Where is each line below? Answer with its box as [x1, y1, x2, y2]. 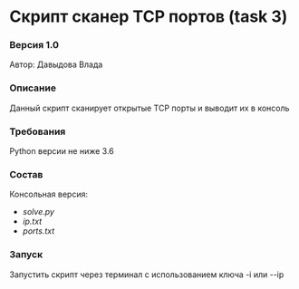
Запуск [9, 248, 43, 261]
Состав [9, 169, 43, 180]
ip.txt [22, 216, 43, 227]
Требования [9, 125, 66, 138]
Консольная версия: [9, 188, 89, 200]
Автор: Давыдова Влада [9, 59, 103, 70]
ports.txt [22, 226, 55, 236]
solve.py [22, 207, 54, 217]
